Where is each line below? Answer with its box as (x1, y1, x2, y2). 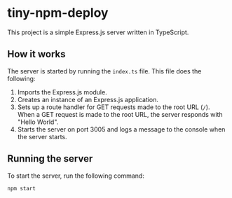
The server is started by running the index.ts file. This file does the (7, 66, 202, 75)
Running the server (7, 153, 93, 165)
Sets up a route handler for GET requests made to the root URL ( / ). (17, 103, 210, 111)
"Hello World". (17, 118, 59, 126)
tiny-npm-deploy (7, 5, 109, 21)
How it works (7, 48, 66, 60)
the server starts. (17, 132, 68, 141)
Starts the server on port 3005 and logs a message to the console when (17, 125, 226, 134)
